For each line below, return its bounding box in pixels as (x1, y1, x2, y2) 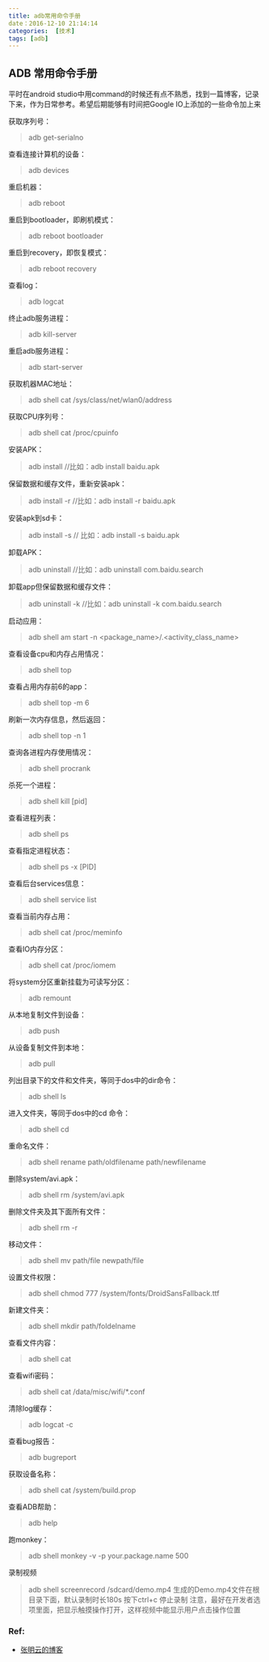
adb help (27, 1518, 58, 1528)
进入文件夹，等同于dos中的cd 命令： (8, 1108, 131, 1118)
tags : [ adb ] (8, 34, 48, 43)
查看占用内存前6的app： (8, 682, 90, 691)
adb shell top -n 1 (27, 731, 86, 741)
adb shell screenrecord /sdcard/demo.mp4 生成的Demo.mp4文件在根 (27, 1584, 260, 1595)
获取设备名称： (8, 1469, 58, 1479)
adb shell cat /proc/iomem (27, 960, 116, 970)
